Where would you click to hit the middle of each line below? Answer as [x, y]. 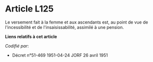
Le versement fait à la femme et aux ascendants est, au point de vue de [76, 22]
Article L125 [29, 9]
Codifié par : [17, 46]
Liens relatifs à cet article [31, 37]
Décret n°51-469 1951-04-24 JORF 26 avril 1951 [60, 55]
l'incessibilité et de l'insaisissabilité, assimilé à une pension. [64, 27]
